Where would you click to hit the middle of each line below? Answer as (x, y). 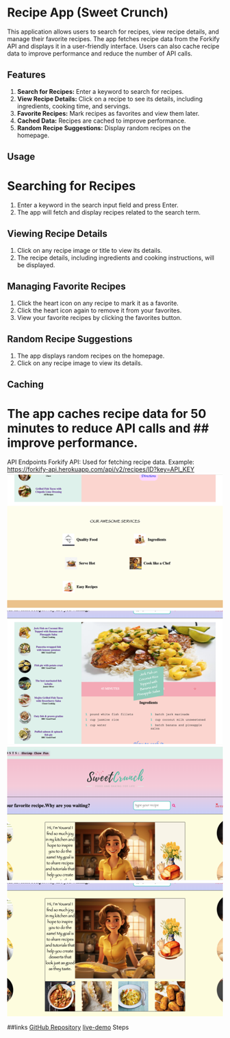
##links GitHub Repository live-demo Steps (68, 1027)
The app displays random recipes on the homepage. (91, 356)
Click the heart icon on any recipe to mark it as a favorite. (98, 303)
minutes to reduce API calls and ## (108, 429)
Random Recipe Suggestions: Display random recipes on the (104, 127)
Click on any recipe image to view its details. (80, 363)
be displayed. (36, 264)
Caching (26, 384)
